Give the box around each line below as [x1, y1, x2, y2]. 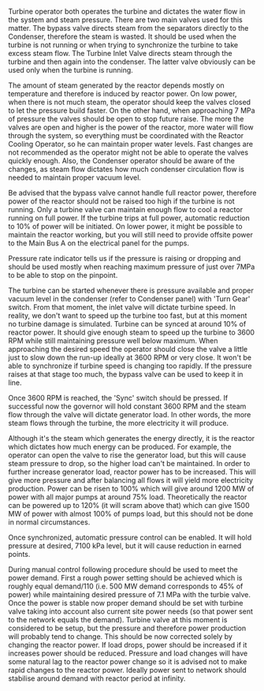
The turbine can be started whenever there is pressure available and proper [8, 286, 255, 295]
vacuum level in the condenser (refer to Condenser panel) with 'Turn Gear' [8, 294, 251, 303]
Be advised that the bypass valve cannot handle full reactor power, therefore [8, 189, 257, 197]
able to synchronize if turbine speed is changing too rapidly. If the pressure [8, 361, 252, 370]
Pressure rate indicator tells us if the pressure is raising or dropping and [8, 254, 241, 263]
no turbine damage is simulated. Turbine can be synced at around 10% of [8, 319, 247, 328]
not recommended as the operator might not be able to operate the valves [8, 148, 249, 157]
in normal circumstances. [8, 517, 91, 527]
